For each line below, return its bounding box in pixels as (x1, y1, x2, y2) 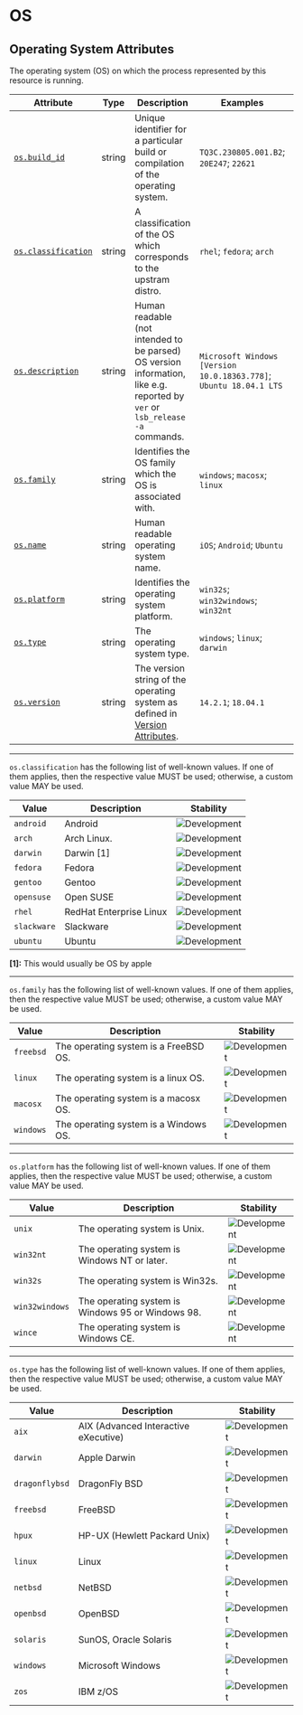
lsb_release (134, 412, 187, 422)
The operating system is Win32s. (78, 1275, 218, 1286)
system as (134, 696, 179, 708)
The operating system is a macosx (55, 1092, 201, 1104)
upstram (134, 273, 170, 286)
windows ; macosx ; (199, 469, 268, 481)
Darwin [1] (64, 847, 110, 859)
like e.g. (134, 379, 168, 391)
